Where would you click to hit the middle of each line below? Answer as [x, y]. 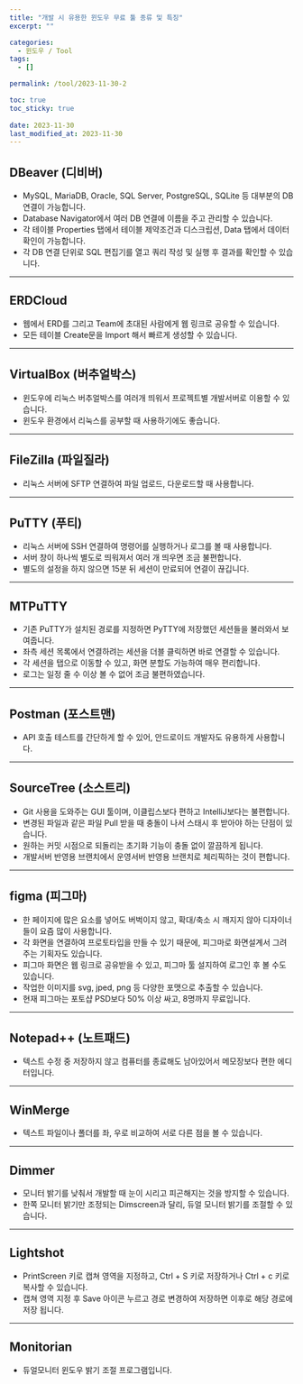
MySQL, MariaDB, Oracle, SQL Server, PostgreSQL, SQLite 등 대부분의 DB [158, 196]
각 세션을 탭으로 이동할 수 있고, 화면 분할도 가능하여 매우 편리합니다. [141, 663]
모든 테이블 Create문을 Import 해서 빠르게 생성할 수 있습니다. [130, 335]
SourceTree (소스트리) [70, 788]
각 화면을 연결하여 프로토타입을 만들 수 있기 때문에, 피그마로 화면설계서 [146, 942]
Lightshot [37, 1253]
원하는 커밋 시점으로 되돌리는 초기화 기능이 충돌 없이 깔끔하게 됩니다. [142, 845]
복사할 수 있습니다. [55, 1287]
